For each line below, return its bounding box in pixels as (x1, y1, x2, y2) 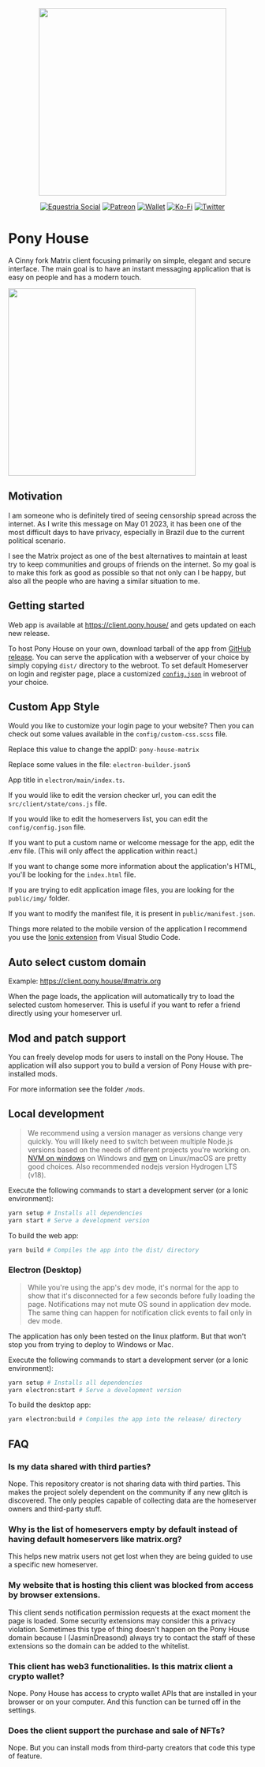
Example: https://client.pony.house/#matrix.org (8, 976, 162, 986)
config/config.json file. (8, 822, 86, 832)
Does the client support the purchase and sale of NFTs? (8, 1724, 226, 1735)
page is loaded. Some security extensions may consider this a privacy (8, 1615, 236, 1625)
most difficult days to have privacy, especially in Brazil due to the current (8, 527, 244, 537)
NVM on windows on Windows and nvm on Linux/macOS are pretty (27, 1153, 247, 1162)
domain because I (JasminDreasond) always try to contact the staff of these (8, 1633, 256, 1642)
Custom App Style (8, 700, 100, 713)
